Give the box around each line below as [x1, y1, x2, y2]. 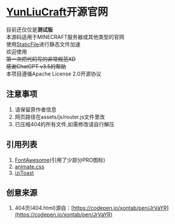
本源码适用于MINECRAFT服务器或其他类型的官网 [6, 33, 125, 40]
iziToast [14, 169, 34, 176]
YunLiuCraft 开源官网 [6, 5, 108, 19]
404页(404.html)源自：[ [14, 205, 74, 212]
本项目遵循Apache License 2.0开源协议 [6, 70, 102, 77]
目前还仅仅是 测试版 [6, 26, 53, 33]
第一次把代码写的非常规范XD [6, 55, 76, 62]
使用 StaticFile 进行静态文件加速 [6, 41, 81, 48]
